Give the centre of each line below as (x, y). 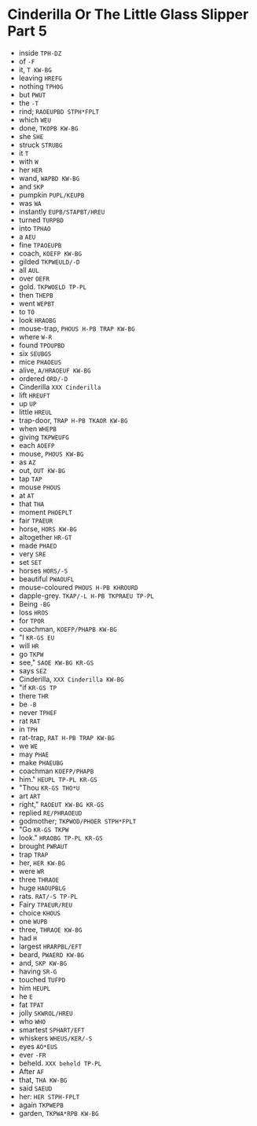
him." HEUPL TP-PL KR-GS (58, 779)
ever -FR (32, 1054)
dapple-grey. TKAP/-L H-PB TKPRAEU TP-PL (86, 596)
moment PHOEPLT (45, 512)
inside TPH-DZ (40, 53)
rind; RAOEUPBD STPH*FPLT (59, 111)
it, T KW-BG (35, 69)
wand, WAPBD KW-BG (49, 178)
